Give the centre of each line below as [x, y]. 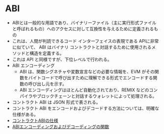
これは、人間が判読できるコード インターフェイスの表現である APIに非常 [85, 41]
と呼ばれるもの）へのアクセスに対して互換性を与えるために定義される [83, 29]
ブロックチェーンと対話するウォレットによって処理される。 [97, 96]
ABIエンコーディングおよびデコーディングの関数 [61, 126]
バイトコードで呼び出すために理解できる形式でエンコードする [91, 78]
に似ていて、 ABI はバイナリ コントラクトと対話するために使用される [82, 47]
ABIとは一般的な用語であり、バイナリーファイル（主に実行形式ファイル [84, 22]
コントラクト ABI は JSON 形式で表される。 [56, 102]
